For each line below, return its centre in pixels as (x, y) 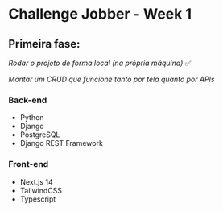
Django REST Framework (61, 143)
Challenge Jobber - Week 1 (100, 14)
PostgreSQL (40, 135)
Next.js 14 (37, 181)
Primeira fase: (44, 44)
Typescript (38, 199)
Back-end (28, 100)
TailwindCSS (41, 190)
